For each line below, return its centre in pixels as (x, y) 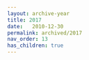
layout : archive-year (39, 13)
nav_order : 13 (28, 39)
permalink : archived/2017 (44, 33)
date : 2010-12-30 (35, 26)
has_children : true (35, 46)
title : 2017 (24, 20)
